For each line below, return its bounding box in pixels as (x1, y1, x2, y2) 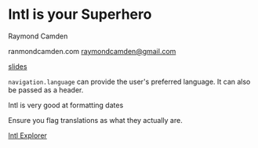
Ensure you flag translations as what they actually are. (8, 115, 183, 125)
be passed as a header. (8, 85, 84, 95)
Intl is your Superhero (8, 5, 152, 23)
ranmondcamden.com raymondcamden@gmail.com (8, 46, 176, 56)
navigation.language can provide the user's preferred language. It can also (8, 77, 251, 86)
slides (8, 61, 27, 71)
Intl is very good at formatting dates (8, 100, 124, 110)
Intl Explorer (8, 131, 47, 140)
